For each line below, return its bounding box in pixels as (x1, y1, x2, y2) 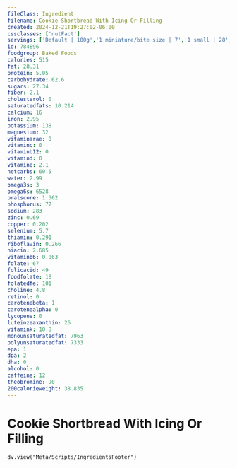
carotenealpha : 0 (7, 306, 59, 313)
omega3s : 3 (7, 181, 39, 188)
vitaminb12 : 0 (7, 148, 49, 156)
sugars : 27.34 (7, 83, 49, 90)
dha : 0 (7, 358, 27, 366)
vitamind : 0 (7, 155, 42, 163)
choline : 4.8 (7, 286, 46, 293)
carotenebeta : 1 (7, 300, 55, 307)
